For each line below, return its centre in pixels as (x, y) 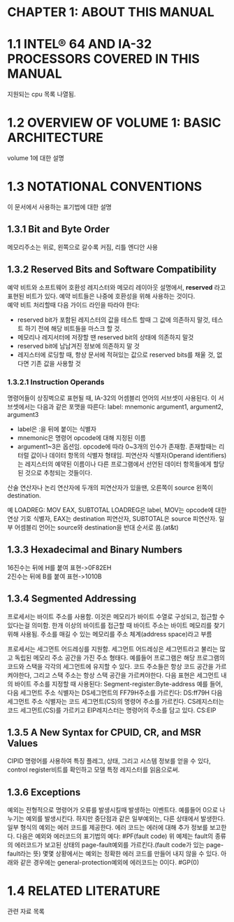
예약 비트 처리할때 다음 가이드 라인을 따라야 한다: (73, 304)
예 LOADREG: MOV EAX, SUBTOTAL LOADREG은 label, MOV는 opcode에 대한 (117, 510)
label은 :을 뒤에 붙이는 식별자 (57, 429)
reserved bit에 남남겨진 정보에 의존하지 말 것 (78, 346)
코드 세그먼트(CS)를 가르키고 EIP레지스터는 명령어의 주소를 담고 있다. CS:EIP (112, 710)
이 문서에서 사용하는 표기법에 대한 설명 (59, 207)
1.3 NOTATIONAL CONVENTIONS (105, 187)
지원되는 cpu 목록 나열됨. (42, 94)
